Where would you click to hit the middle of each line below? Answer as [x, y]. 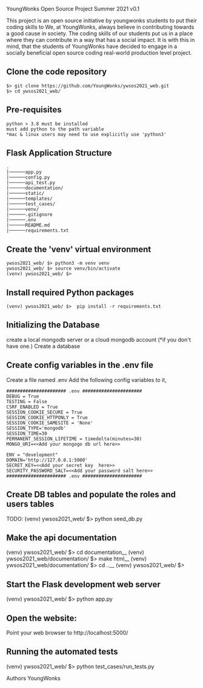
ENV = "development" [32, 455]
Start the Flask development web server [83, 584]
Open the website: [42, 618]
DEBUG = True [23, 396]
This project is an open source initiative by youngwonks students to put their [101, 20]
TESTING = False [27, 401]
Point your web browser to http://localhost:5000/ [67, 632]
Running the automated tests [62, 652]
